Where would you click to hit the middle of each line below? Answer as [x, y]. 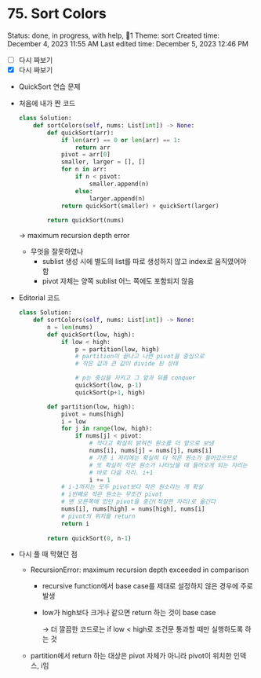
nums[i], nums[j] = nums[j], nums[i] [150, 451]
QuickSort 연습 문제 [49, 86]
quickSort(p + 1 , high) [110, 392]
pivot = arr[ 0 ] [85, 155]
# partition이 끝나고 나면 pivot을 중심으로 [140, 357]
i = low [73, 421]
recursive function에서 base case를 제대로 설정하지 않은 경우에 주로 [148, 586]
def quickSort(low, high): [91, 335]
